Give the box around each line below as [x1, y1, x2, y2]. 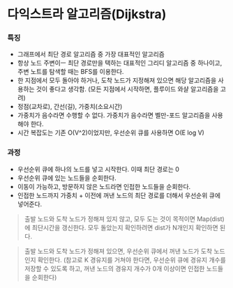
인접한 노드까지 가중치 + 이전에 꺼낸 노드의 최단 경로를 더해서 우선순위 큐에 [17, 191, 221, 199]
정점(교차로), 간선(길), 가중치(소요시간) [17, 103, 123, 111]
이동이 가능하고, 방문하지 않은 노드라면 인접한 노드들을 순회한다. [17, 182, 191, 190]
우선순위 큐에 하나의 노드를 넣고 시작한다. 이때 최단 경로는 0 [17, 165, 180, 173]
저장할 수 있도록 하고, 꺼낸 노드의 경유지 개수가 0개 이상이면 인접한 [24, 264, 205, 273]
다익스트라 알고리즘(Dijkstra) [7, 6, 167, 22]
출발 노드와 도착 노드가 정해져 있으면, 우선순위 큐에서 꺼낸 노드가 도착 [24, 247, 213, 255]
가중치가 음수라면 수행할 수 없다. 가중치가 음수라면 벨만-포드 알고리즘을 [17, 111, 211, 119]
